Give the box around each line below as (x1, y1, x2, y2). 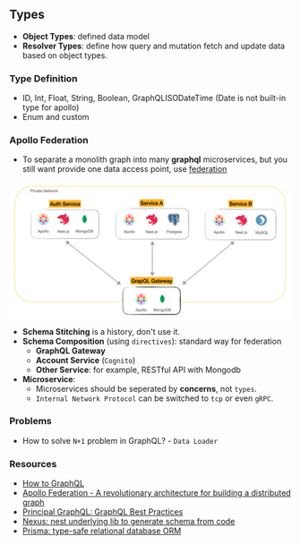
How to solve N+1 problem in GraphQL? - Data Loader (21, 435, 219, 446)
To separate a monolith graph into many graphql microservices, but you (21, 154, 288, 165)
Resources (9, 457, 57, 470)
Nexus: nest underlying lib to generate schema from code (21, 516, 236, 527)
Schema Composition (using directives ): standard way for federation (21, 336, 282, 346)
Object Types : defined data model (21, 30, 150, 41)
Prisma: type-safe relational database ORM (21, 525, 182, 536)
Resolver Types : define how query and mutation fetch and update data (21, 40, 285, 51)
